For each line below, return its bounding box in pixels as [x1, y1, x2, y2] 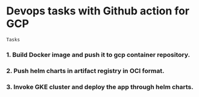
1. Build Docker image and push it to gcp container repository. [6, 50, 191, 59]
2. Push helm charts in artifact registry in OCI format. [6, 66, 165, 75]
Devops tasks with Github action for [6, 4, 190, 18]
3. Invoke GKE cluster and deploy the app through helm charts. [6, 83, 194, 91]
